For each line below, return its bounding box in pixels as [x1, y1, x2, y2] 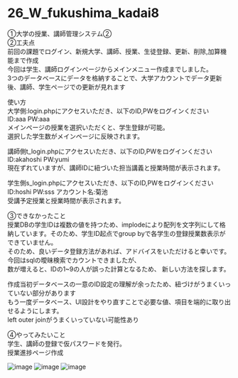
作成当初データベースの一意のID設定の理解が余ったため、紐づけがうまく [7, 279, 219, 288]
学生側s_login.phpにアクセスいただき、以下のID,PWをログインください [7, 178, 215, 187]
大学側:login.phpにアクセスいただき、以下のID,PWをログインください [7, 107, 210, 115]
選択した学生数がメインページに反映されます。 [7, 131, 144, 140]
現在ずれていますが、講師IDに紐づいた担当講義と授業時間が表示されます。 [7, 163, 225, 172]
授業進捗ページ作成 [7, 348, 64, 357]
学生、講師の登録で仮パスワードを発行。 [7, 339, 126, 347]
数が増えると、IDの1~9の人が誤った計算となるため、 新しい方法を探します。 [7, 264, 230, 273]
